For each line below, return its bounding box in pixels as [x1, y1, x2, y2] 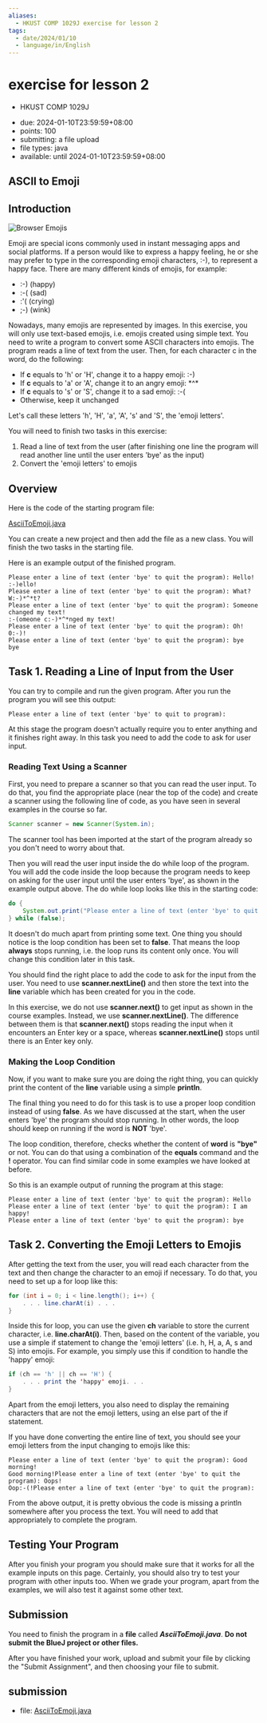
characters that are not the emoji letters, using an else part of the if [8, 1408, 229, 1418]
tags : [8, 26, 26, 34]
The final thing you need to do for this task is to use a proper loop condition [8, 1098, 256, 1107]
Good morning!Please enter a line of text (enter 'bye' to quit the [8, 1471, 241, 1479]
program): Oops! [8, 1477, 62, 1486]
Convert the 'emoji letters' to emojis [19, 459, 138, 468]
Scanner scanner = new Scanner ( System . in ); [8, 820, 155, 828]
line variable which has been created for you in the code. [8, 987, 196, 996]
